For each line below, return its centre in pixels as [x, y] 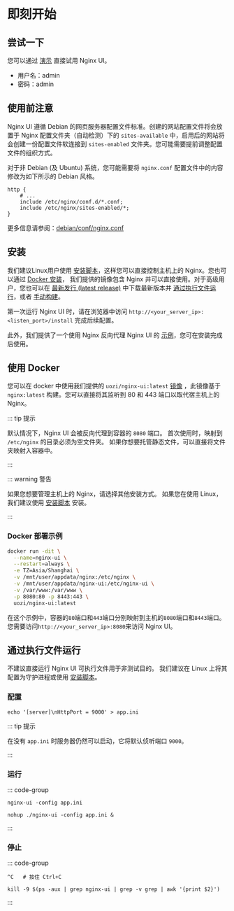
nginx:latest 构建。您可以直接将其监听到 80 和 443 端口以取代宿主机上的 [114, 395]
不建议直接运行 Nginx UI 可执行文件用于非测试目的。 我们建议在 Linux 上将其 [117, 668]
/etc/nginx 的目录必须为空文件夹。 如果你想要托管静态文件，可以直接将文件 [116, 442]
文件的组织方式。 [32, 153]
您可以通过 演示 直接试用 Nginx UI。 [59, 61]
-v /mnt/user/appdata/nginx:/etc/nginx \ [75, 577]
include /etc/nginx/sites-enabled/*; [75, 208]
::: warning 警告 [30, 479]
